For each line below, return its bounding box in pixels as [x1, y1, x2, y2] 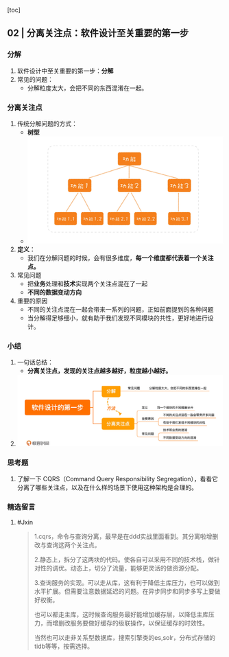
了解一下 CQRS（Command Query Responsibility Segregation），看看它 [16, 475, 218, 483]
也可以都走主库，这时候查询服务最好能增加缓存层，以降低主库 [34, 610, 209, 619]
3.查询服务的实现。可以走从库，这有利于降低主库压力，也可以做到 [34, 579, 220, 587]
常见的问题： [16, 75, 53, 83]
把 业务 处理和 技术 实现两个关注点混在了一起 [27, 279, 148, 288]
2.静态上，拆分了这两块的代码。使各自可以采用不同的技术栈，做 [34, 555, 215, 564]
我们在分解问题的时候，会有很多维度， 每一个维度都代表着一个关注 [27, 254, 214, 262]
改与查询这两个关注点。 [34, 541, 101, 549]
